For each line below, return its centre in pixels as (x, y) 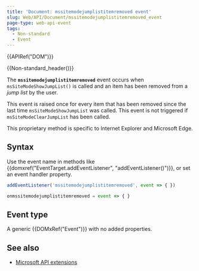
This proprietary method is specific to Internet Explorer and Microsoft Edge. (100, 128)
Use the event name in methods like (51, 162)
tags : (13, 28)
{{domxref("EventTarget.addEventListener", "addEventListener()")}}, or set (99, 168)
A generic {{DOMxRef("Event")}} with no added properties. (79, 229)
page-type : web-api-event (39, 23)
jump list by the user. (33, 92)
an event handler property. (39, 174)
